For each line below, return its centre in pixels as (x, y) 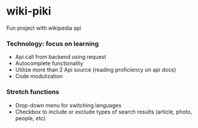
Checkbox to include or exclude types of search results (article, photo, (104, 112)
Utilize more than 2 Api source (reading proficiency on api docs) (96, 70)
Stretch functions (33, 92)
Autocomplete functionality (49, 63)
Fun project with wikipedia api (44, 28)
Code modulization (39, 76)
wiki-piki (29, 11)
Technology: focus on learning (53, 44)
